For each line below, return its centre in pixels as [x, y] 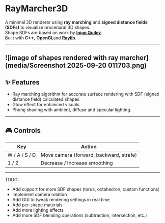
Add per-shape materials [37, 205]
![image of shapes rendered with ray [62, 58]
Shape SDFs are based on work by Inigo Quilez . [54, 32]
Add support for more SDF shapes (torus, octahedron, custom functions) [86, 189]
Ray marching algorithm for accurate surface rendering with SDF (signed [86, 94]
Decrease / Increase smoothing [77, 163]
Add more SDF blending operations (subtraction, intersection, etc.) [80, 215]
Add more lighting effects [38, 210]
